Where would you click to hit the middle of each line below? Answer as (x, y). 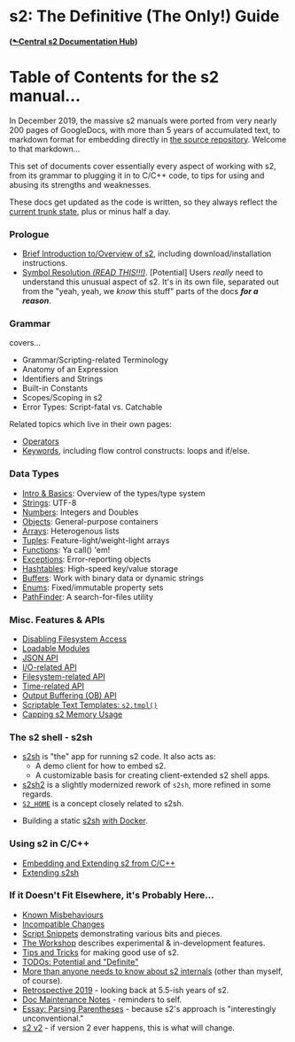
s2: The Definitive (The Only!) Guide (144, 16)
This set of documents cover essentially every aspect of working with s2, (143, 166)
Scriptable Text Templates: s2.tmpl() (89, 704)
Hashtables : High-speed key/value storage (100, 568)
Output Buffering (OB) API (69, 695)
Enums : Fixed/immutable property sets (93, 587)
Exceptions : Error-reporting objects (86, 559)
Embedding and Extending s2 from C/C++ (98, 863)
